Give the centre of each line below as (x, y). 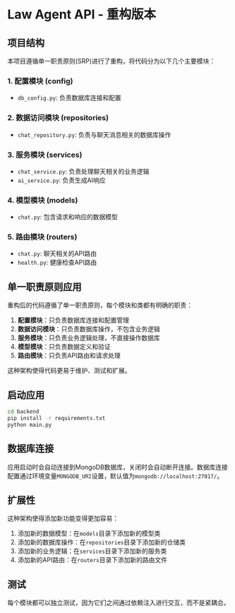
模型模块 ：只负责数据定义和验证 (64, 347)
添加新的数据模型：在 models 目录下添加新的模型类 (89, 533)
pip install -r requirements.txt (56, 418)
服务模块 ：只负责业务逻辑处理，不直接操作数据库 (89, 338)
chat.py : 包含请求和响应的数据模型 (67, 217)
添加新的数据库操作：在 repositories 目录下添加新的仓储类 (101, 542)
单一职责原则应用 (44, 287)
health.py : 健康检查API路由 (57, 263)
